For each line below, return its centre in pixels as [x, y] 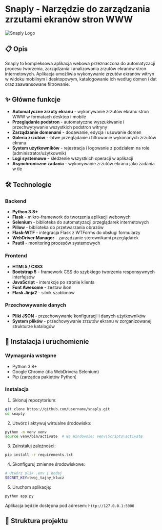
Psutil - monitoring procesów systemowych [56, 243]
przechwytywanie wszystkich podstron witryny [60, 127]
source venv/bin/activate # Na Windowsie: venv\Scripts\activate [74, 437]
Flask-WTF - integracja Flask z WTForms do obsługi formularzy [76, 233]
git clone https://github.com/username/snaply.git [58, 409]
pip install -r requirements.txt [39, 455]
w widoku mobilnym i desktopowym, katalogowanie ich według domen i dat [81, 79]
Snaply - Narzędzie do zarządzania [78, 9]
